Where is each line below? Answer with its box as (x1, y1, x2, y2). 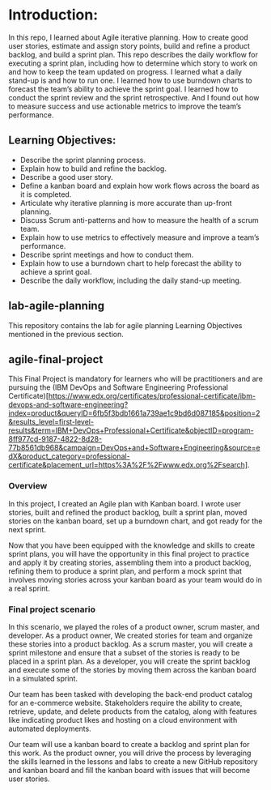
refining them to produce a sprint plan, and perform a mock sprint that (8, 566, 243, 576)
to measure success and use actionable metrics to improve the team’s (8, 101, 241, 111)
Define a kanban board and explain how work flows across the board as (19, 181, 260, 190)
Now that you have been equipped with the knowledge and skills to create (8, 540, 256, 550)
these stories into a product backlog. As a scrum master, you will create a (8, 638, 253, 649)
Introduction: (8, 6, 99, 24)
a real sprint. (8, 583, 50, 593)
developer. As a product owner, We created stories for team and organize (8, 630, 253, 640)
